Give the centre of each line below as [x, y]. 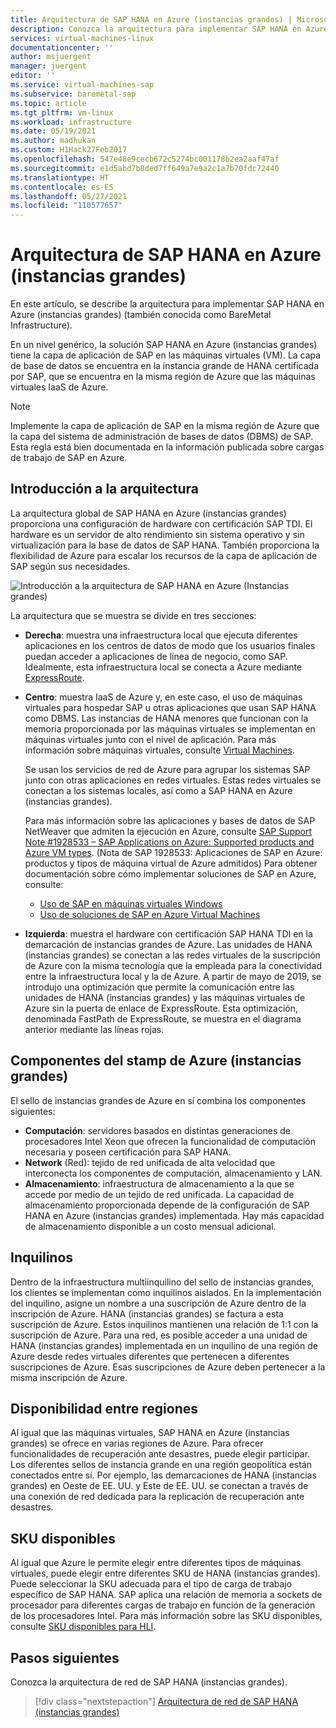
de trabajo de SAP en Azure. [69, 458]
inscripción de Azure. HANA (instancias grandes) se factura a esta [147, 1313]
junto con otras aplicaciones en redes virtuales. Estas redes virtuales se [173, 780]
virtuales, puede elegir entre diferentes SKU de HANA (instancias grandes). [165, 1573]
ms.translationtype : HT [60, 177]
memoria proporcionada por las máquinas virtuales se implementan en [170, 728]
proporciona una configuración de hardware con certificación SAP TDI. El [161, 523]
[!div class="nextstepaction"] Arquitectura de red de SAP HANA [166, 1701]
